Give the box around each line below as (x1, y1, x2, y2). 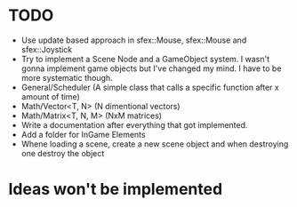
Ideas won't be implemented (8, 179, 223, 200)
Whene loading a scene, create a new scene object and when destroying (20, 139, 289, 149)
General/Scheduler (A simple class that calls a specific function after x (20, 82, 279, 92)
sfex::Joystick (20, 44, 73, 54)
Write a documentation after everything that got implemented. (20, 119, 248, 130)
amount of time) (20, 91, 81, 102)
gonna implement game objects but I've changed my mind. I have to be (20, 63, 282, 74)
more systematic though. (20, 72, 113, 83)
